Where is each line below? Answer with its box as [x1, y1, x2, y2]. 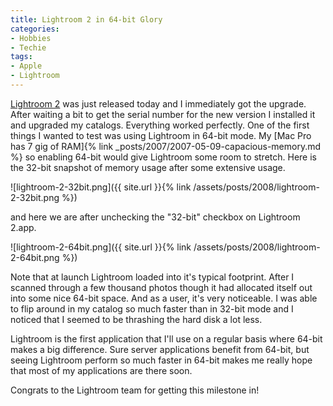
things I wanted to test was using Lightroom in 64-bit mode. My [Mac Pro [10, 129, 312, 141]
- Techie [10, 42, 47, 53]
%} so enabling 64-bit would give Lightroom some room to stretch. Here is [10, 151, 317, 163]
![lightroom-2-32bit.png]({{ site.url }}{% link [10, 181, 192, 193]
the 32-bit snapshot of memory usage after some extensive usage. [10, 161, 286, 173]
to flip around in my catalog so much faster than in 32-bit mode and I [10, 302, 294, 315]
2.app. [10, 221, 37, 233]
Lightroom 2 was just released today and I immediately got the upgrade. [10, 97, 307, 110]
